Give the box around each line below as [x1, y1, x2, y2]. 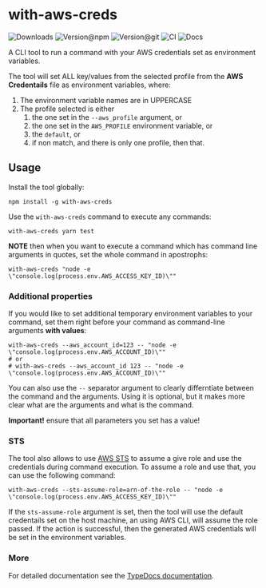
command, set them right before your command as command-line [8, 317, 225, 327]
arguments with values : [8, 326, 87, 336]
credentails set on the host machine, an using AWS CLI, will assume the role [8, 515, 258, 525]
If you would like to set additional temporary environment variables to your [8, 309, 253, 319]
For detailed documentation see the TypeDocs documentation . [8, 570, 214, 580]
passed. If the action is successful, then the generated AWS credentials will [8, 524, 257, 534]
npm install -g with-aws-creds [8, 197, 113, 205]
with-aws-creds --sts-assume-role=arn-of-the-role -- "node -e [8, 486, 224, 495]
